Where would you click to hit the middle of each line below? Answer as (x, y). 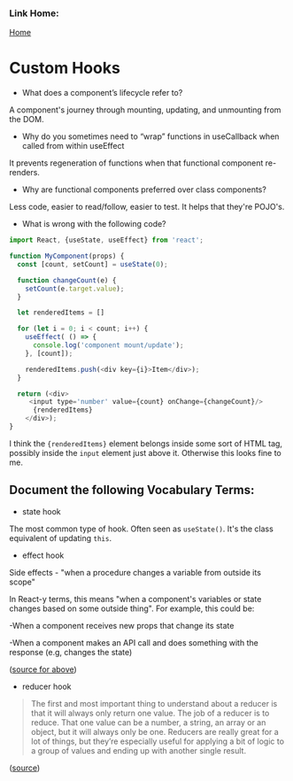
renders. (24, 173)
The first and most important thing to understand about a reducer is (154, 703)
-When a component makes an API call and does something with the (134, 642)
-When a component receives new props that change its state (122, 625)
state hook (41, 511)
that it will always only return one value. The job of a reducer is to (150, 713)
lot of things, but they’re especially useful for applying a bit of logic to (158, 741)
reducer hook (46, 686)
